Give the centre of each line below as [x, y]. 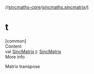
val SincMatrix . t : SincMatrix [33, 51]
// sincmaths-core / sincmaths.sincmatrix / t [47, 7]
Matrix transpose [23, 66]
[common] [16, 41]
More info [15, 57]
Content [13, 46]
